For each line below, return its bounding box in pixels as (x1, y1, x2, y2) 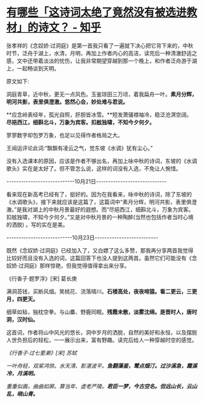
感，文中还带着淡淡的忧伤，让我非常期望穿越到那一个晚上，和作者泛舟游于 (6, 57, 192, 64)
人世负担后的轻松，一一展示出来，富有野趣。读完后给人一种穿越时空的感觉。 (6, 336, 197, 344)
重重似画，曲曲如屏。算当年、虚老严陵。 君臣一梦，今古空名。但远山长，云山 (6, 382, 197, 390)
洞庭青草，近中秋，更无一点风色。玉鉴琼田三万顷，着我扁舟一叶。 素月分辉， (6, 90, 197, 98)
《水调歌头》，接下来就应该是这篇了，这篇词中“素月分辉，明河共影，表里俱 (6, 198, 192, 205)
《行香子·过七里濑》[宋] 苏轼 (6, 349, 77, 356)
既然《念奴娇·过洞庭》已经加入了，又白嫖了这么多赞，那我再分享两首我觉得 (6, 246, 194, 254)
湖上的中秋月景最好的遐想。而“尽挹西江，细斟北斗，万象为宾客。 (32, 206, 194, 213)
